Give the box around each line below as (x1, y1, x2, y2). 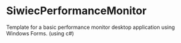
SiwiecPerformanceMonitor (6, 4, 147, 18)
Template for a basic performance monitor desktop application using (6, 24, 175, 31)
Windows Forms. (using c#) (6, 29, 75, 37)
